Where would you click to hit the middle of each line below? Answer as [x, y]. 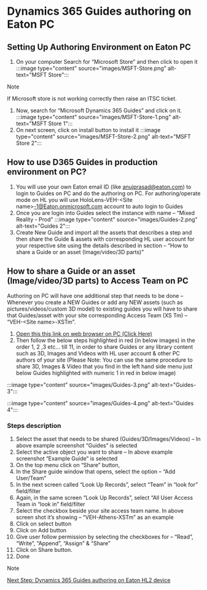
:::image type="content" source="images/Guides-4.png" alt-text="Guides [100, 403]
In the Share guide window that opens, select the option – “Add [96, 472]
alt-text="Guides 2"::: [43, 226]
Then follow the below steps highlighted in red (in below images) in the [105, 340]
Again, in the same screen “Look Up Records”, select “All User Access [104, 497]
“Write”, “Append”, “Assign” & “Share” [63, 543]
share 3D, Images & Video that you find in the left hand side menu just [104, 366]
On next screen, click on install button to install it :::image [88, 130]
